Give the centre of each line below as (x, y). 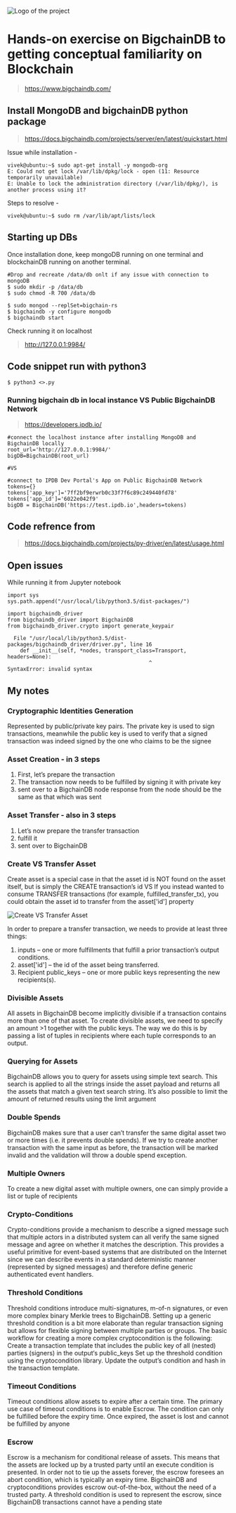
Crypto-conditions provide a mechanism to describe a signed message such (118, 1230)
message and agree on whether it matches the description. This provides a (116, 1244)
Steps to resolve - (33, 203)
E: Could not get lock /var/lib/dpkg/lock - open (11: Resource (103, 171)
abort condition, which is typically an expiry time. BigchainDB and (102, 1480)
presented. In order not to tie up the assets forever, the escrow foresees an (116, 1472)
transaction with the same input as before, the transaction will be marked (113, 1147)
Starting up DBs (42, 237)
